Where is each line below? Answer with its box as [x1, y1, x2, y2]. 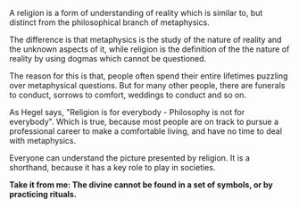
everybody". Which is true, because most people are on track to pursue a [9, 116, 279, 127]
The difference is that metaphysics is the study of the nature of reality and [9, 35, 282, 45]
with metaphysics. [9, 136, 77, 146]
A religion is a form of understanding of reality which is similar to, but [9, 8, 263, 18]
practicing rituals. [9, 189, 78, 199]
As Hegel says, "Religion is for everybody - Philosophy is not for [9, 107, 245, 117]
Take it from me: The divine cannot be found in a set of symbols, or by [9, 179, 274, 190]
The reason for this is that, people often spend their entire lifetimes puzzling [9, 71, 288, 81]
